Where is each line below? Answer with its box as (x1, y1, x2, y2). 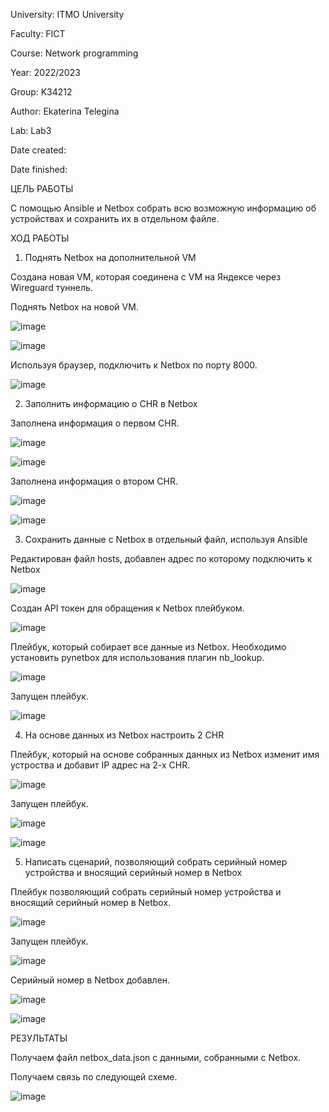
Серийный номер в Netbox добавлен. (10, 974, 171, 986)
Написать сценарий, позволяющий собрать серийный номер (24, 856, 288, 868)
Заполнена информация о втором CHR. (10, 475, 178, 487)
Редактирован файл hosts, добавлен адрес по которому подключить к (10, 553, 313, 564)
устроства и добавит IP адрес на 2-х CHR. (10, 759, 191, 771)
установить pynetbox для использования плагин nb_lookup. (10, 652, 265, 663)
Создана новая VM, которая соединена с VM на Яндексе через (10, 271, 282, 283)
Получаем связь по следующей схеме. (10, 1071, 178, 1083)
